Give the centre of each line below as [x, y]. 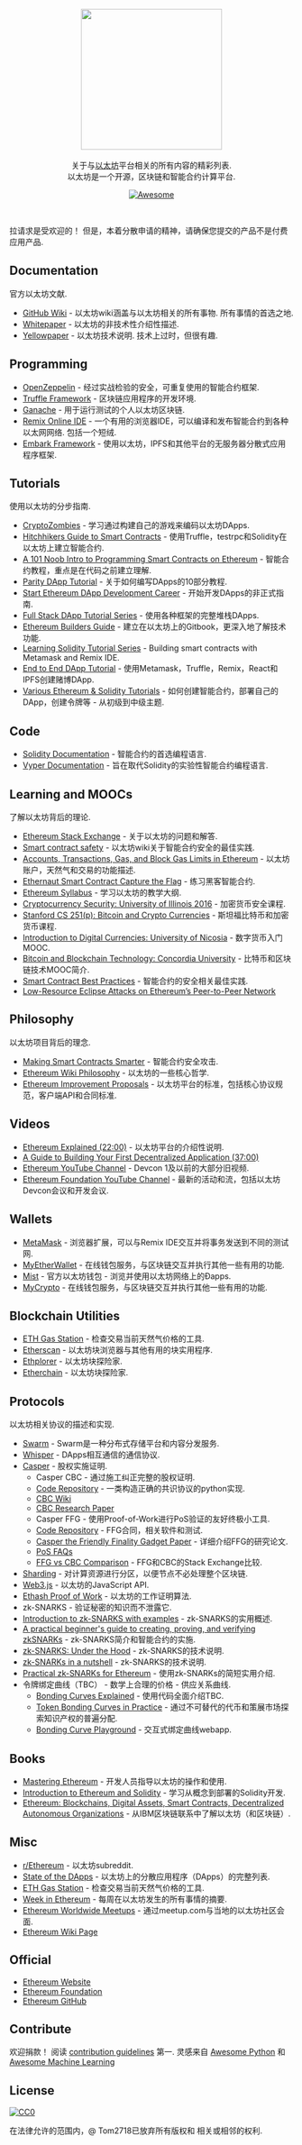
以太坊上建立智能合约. [63, 548]
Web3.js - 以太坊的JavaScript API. [86, 1585]
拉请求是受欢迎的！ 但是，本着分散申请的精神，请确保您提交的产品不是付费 [149, 231]
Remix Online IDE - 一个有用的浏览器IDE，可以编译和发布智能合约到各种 [155, 421]
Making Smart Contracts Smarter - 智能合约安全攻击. [120, 1061]
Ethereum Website [57, 1982]
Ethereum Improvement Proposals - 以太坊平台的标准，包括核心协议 [149, 1083]
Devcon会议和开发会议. [66, 1190]
